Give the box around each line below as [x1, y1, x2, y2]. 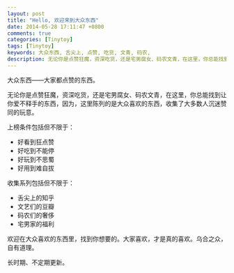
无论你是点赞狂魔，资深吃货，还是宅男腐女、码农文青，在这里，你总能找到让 [7, 90, 227, 98]
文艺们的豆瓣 [17, 202, 54, 210]
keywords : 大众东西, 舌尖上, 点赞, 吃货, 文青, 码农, [7, 50, 151, 57]
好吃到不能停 [17, 146, 54, 154]
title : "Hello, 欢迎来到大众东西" [7, 17, 99, 24]
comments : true [7, 29, 52, 37]
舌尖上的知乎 [17, 193, 54, 202]
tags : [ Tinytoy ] [7, 43, 54, 50]
